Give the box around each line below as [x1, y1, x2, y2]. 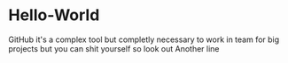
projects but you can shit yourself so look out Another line [8, 43, 220, 53]
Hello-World [8, 5, 100, 25]
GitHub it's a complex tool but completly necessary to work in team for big [8, 34, 280, 45]
